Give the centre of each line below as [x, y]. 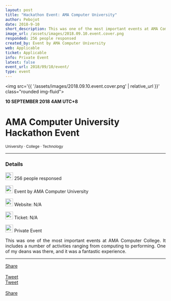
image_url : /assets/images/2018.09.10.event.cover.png [65, 34]
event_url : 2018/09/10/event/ [37, 67]
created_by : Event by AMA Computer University [55, 43]
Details [14, 164]
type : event [18, 72]
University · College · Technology [34, 146]
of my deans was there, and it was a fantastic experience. [66, 252]
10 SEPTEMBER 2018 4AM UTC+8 [41, 102]
